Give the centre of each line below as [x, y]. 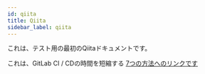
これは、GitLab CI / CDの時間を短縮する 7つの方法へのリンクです [102, 63]
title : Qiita [27, 21]
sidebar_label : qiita [40, 27]
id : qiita [22, 14]
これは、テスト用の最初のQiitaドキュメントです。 [79, 48]
